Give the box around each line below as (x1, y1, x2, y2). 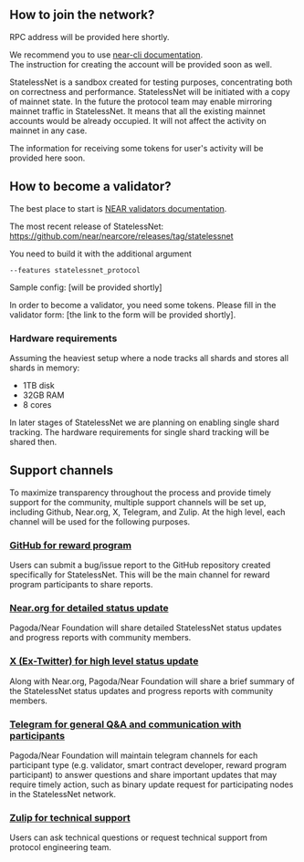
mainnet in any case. (9, 125, 88, 136)
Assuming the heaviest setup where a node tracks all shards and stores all (9, 352, 289, 363)
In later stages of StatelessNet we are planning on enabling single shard (9, 417, 280, 428)
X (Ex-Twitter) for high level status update (9, 655, 199, 668)
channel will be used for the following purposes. (9, 515, 191, 527)
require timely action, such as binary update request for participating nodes (9, 779, 294, 790)
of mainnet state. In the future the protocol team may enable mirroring (9, 96, 272, 107)
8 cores (22, 399, 52, 410)
